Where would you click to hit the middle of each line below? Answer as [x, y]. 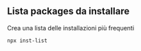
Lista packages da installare [68, 11]
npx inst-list [28, 41]
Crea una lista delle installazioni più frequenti [71, 28]
